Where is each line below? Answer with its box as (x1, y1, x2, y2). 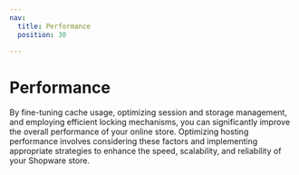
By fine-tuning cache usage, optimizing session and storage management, (9, 107, 288, 118)
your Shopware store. (9, 155, 91, 166)
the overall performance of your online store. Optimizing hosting (9, 126, 249, 137)
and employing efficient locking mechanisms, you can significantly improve (9, 117, 291, 128)
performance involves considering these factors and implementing (9, 136, 258, 147)
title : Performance (17, 22, 92, 31)
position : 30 (17, 30, 67, 39)
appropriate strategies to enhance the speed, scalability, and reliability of (9, 146, 282, 157)
